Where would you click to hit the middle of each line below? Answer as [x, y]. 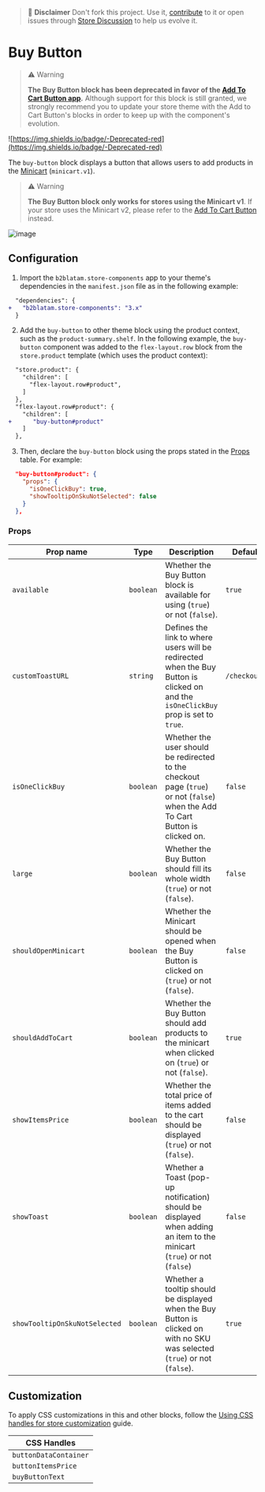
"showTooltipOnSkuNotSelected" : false [93, 496]
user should [187, 747]
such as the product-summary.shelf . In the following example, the [125, 339]
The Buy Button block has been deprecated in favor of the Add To [136, 89]
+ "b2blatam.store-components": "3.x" [76, 308]
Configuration [43, 258]
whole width [188, 878]
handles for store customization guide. [71, 1423]
